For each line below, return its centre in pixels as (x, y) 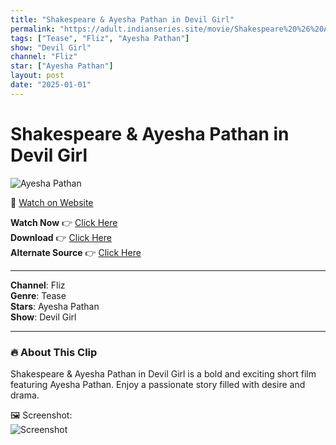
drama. (25, 395)
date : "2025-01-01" (51, 85)
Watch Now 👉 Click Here (64, 222)
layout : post (37, 76)
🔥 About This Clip (54, 352)
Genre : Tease (38, 295)
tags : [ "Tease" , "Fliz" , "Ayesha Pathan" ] (100, 38)
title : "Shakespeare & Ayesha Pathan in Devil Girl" (122, 19)
